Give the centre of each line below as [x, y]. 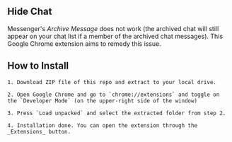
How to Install [38, 66]
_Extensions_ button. [39, 131]
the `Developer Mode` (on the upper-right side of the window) [103, 101]
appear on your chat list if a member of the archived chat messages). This [115, 36]
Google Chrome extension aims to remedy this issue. [84, 43]
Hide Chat [30, 12]
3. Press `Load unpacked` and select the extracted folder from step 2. [117, 113]
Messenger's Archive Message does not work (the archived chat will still [113, 28]
